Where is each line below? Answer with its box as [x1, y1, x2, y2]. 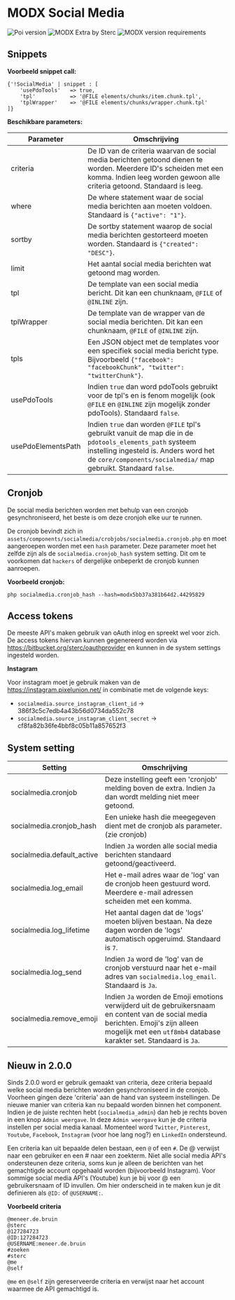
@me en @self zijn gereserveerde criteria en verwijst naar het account [7, 1278, 205, 1285]
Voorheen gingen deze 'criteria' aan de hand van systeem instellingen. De [7, 1093, 220, 1102]
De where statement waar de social [87, 192, 204, 202]
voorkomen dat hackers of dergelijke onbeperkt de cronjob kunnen [7, 556, 199, 565]
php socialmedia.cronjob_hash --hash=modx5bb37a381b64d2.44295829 [7, 591, 205, 598]
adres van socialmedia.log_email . [104, 972, 217, 982]
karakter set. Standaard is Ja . [104, 1036, 201, 1045]
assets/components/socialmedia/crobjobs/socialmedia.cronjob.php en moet [7, 534, 227, 543]
